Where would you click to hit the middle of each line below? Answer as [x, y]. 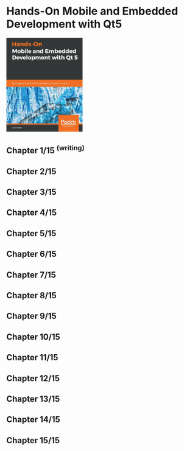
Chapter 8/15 [31, 295]
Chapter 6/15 [31, 254]
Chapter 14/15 [34, 420]
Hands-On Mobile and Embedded [92, 11]
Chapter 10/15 [34, 337]
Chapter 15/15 [33, 440]
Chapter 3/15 [31, 192]
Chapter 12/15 [33, 378]
